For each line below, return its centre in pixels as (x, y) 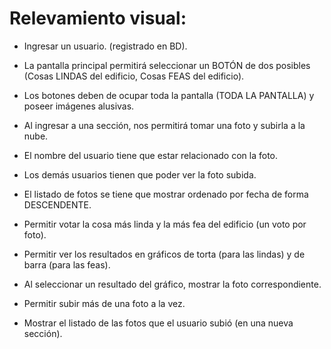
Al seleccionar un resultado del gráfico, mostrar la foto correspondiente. (172, 284)
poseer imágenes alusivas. (79, 106)
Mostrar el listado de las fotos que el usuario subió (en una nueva (158, 323)
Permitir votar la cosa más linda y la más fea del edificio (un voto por (165, 224)
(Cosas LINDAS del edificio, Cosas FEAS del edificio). (134, 76)
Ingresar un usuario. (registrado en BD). (105, 46)
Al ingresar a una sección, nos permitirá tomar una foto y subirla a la (164, 125)
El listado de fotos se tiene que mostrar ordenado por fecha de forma (166, 194)
